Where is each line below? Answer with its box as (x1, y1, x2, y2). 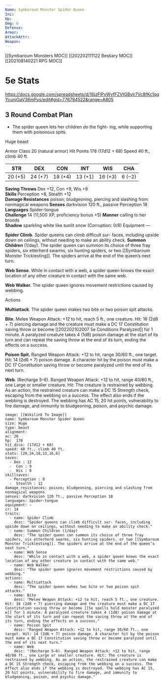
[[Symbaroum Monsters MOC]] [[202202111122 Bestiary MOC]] (5, 53, 133, 58)
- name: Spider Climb (9, 515, 54, 520)
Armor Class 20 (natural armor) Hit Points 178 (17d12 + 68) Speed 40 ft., (5, 148, 151, 154)
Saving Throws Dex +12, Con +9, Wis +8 (5, 186, 88, 192)
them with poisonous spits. (12, 129, 67, 135)
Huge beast (5, 138, 29, 144)
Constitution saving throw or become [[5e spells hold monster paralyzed (5, 605, 160, 610)
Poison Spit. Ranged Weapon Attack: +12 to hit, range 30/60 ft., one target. (5, 352, 158, 357)
